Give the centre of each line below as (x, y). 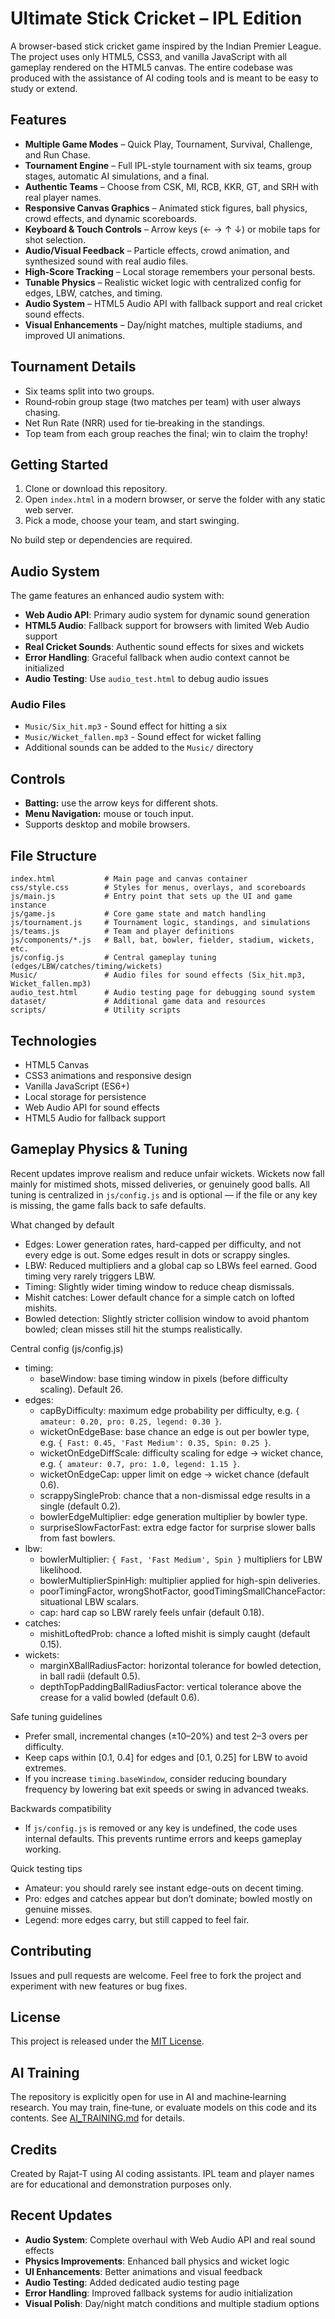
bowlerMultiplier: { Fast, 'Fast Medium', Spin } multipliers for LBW (181, 1559)
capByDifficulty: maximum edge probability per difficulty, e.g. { (169, 1410)
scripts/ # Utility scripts (96, 1010)
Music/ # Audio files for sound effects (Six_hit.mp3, (158, 975)
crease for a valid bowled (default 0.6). (119, 1697)
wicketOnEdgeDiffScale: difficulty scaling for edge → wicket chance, (181, 1453)
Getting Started (59, 464)
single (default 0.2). (80, 1506)
